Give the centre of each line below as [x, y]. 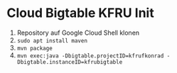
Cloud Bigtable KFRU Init [80, 13]
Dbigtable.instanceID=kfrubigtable [70, 62]
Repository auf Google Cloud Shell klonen [78, 33]
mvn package [34, 48]
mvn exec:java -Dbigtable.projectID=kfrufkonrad [90, 56]
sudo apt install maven [52, 40]
